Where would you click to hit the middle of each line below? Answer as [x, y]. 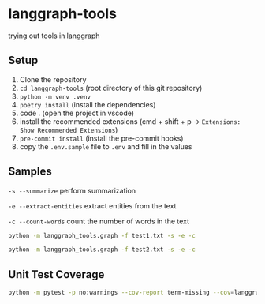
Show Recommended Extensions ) [69, 129]
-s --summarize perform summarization [72, 190]
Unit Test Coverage [56, 274]
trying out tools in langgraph [54, 36]
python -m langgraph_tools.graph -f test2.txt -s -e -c [102, 250]
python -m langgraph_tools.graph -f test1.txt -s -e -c [102, 235]
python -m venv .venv [55, 97]
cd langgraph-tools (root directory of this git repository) [111, 88]
